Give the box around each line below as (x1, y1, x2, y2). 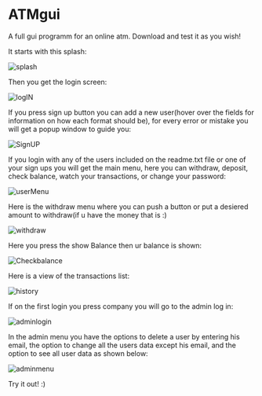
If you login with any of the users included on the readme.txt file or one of (8, 155, 246, 164)
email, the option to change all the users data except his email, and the (8, 340, 237, 350)
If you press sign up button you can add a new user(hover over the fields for (8, 108, 255, 117)
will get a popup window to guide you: (8, 124, 132, 134)
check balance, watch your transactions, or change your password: (8, 171, 226, 181)
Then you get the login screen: (8, 77, 107, 86)
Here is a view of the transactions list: (8, 271, 130, 280)
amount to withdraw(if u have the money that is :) (8, 210, 167, 219)
